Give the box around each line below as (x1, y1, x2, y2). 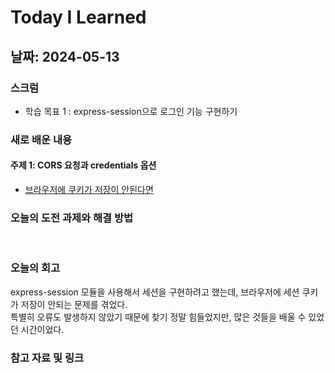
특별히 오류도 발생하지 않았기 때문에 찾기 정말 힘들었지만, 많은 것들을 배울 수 (10, 311, 307, 323)
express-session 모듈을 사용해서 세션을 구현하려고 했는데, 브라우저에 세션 (10, 286, 300, 298)
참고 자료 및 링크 (10, 351, 84, 365)
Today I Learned (10, 6, 147, 29)
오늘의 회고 (10, 261, 61, 275)
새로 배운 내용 (10, 132, 73, 146)
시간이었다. (20, 323, 65, 335)
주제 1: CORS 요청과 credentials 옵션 (10, 159, 157, 171)
